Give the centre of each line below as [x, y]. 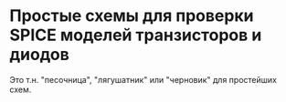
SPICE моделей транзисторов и [136, 35]
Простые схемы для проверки [132, 16]
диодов [40, 55]
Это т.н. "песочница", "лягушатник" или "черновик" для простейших [143, 79]
